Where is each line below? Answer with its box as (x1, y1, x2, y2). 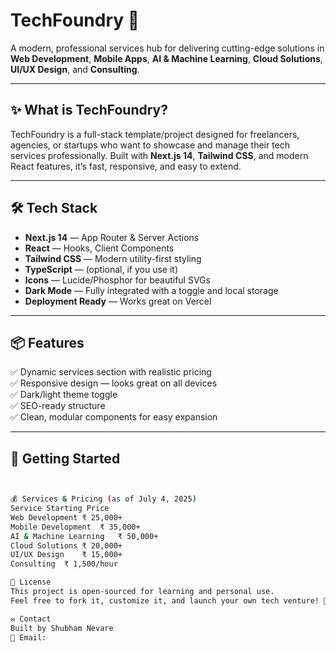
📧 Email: (10, 632, 47, 643)
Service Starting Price (10, 504, 110, 514)
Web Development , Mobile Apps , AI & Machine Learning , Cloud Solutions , (10, 52, 323, 64)
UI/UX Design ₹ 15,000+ (10, 550, 123, 560)
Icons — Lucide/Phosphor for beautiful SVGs (24, 274, 211, 286)
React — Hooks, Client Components (24, 242, 175, 254)
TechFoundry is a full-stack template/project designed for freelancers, (10, 128, 300, 140)
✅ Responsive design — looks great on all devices (10, 377, 218, 389)
